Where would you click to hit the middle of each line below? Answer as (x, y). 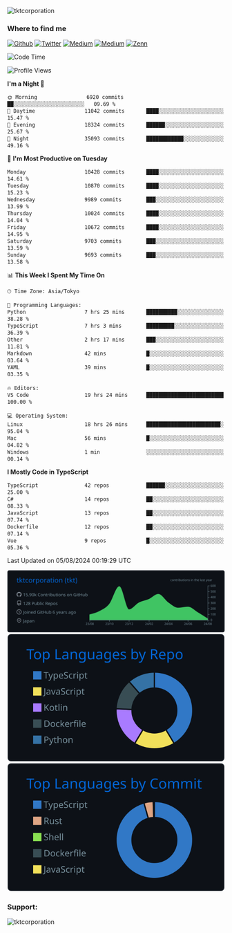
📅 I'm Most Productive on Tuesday (58, 158)
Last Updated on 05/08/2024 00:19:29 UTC (69, 561)
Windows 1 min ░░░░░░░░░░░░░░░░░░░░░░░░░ (116, 452)
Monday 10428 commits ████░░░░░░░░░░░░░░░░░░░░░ (116, 172)
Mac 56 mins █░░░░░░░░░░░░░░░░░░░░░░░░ (116, 438)
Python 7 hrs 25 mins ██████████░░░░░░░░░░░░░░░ (116, 312)
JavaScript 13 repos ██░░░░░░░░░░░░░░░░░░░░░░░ (116, 513)
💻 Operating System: (38, 416)
